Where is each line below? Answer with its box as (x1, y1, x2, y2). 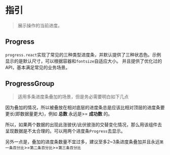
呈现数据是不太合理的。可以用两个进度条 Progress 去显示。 (5, 128, 125, 134)
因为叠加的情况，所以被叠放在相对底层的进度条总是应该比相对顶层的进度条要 (5, 104, 165, 110)
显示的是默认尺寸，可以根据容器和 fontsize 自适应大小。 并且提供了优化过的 (5, 58, 162, 64)
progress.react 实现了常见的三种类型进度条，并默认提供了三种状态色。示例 (5, 51, 161, 57)
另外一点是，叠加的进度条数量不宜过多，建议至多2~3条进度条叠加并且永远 (5, 138, 160, 145)
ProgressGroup (5, 79, 55, 88)
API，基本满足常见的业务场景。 (5, 64, 70, 70)
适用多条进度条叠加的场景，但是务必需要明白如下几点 (17, 94, 129, 100)
